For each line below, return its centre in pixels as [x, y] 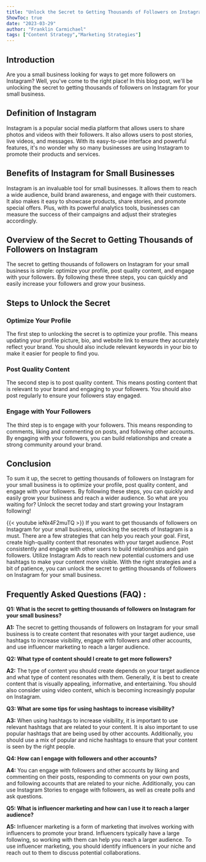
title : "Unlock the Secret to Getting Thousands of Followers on [91, 12]
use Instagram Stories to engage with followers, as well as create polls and [101, 790]
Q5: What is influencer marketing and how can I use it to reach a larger [98, 808]
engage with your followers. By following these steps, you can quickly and [100, 492]
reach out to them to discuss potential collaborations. [74, 853]
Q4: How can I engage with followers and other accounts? [82, 758]
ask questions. [25, 796]
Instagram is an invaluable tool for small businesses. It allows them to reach [102, 188]
